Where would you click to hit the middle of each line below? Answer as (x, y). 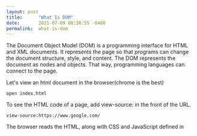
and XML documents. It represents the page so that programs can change (98, 52)
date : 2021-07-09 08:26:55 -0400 (56, 23)
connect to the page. (32, 71)
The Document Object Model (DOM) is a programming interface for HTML (97, 46)
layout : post (22, 12)
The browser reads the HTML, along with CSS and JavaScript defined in (95, 127)
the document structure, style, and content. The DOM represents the (91, 58)
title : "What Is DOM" (40, 17)
